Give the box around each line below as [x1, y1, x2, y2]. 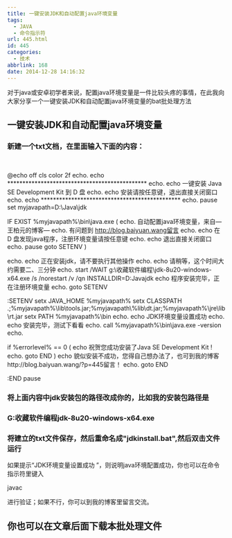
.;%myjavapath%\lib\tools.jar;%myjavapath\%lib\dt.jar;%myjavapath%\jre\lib [7, 304, 226, 313]
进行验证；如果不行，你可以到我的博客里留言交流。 [7, 498, 153, 506]
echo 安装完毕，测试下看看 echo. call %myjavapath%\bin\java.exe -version [7, 321, 222, 329]
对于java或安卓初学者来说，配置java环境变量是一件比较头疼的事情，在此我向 [7, 88, 225, 96]
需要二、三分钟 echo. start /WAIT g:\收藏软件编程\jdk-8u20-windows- [12, 266, 213, 274]
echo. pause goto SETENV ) [7, 243, 87, 251]
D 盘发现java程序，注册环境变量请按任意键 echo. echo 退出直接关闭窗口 [7, 235, 213, 243]
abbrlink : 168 [7, 62, 48, 69]
